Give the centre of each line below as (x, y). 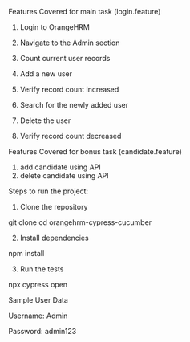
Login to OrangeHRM (55, 27)
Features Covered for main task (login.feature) (85, 12)
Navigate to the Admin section (70, 43)
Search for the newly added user (74, 105)
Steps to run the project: (49, 191)
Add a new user (46, 74)
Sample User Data (38, 300)
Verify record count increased (69, 89)
